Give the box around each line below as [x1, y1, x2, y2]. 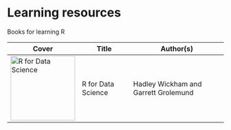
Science [82, 87, 109, 97]
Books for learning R [7, 28, 65, 36]
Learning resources [7, 5, 122, 21]
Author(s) [160, 43, 194, 53]
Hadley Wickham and [133, 79, 202, 89]
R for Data [82, 79, 115, 89]
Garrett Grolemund [133, 87, 194, 97]
